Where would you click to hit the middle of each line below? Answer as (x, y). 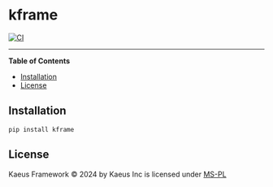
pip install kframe (41, 129)
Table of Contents (39, 61)
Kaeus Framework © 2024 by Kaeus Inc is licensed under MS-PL (117, 174)
